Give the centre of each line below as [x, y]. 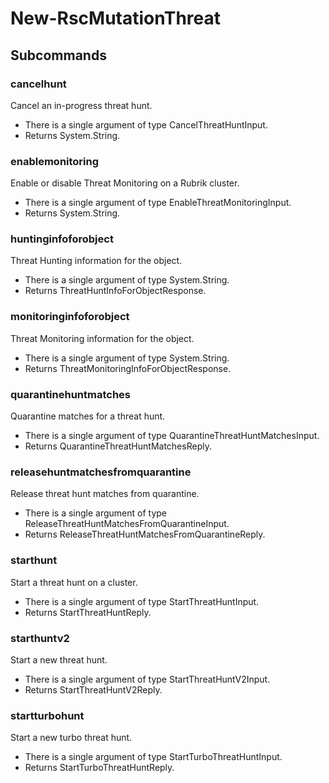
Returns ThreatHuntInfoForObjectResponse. [115, 291]
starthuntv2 [40, 638]
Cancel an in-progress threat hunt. [81, 105]
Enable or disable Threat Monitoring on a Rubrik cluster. [125, 183]
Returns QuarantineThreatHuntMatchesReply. [118, 446]
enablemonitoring [55, 161]
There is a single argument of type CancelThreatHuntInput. [146, 124]
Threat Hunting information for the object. [96, 261]
